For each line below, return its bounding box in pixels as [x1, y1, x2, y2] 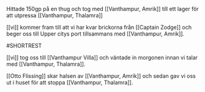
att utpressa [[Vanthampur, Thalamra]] [6, 12, 103, 19]
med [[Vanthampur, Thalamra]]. [6, 61, 86, 67]
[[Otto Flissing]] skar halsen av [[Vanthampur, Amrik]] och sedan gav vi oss [6, 72, 196, 79]
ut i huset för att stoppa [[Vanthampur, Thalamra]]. [6, 79, 133, 86]
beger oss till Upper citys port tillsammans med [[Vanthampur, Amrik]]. [6, 30, 185, 37]
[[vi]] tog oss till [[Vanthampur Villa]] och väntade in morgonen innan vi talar [6, 54, 198, 61]
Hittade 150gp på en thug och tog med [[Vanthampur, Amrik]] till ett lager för [6, 6, 199, 12]
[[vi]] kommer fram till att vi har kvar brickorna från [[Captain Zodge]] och [6, 24, 192, 31]
